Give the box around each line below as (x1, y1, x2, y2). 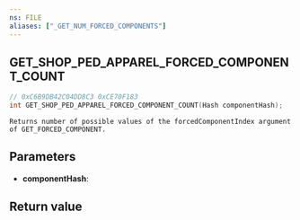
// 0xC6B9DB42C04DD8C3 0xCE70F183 (9, 92, 139, 101)
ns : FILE (9, 13, 42, 22)
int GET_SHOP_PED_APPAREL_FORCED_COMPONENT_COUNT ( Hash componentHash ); (9, 101, 283, 110)
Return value (9, 199, 83, 215)
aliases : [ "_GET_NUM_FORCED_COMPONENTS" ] (9, 22, 167, 31)
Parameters (9, 149, 76, 164)
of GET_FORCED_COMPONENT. (9, 125, 106, 135)
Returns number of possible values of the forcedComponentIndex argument (9, 118, 292, 127)
